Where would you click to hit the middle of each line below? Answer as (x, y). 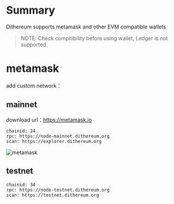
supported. (34, 44)
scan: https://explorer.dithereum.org (54, 141)
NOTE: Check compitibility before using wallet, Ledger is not (94, 38)
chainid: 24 (21, 131)
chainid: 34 (21, 184)
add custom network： (34, 85)
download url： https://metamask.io (49, 120)
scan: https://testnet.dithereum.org (53, 195)
